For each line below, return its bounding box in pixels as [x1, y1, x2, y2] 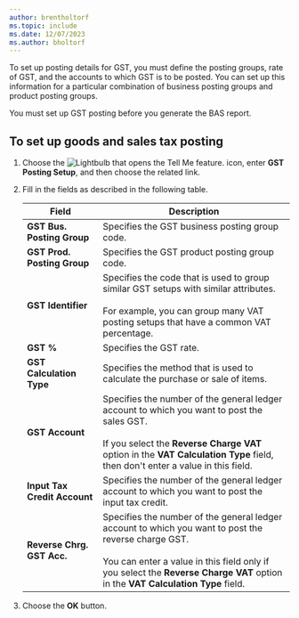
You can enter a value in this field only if [102, 556, 270, 568]
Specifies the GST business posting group [102, 220, 279, 232]
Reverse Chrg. [26, 539, 89, 551]
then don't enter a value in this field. [102, 459, 253, 472]
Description [168, 206, 220, 218]
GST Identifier [26, 299, 88, 312]
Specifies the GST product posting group [102, 246, 274, 258]
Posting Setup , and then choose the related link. [21, 167, 200, 178]
